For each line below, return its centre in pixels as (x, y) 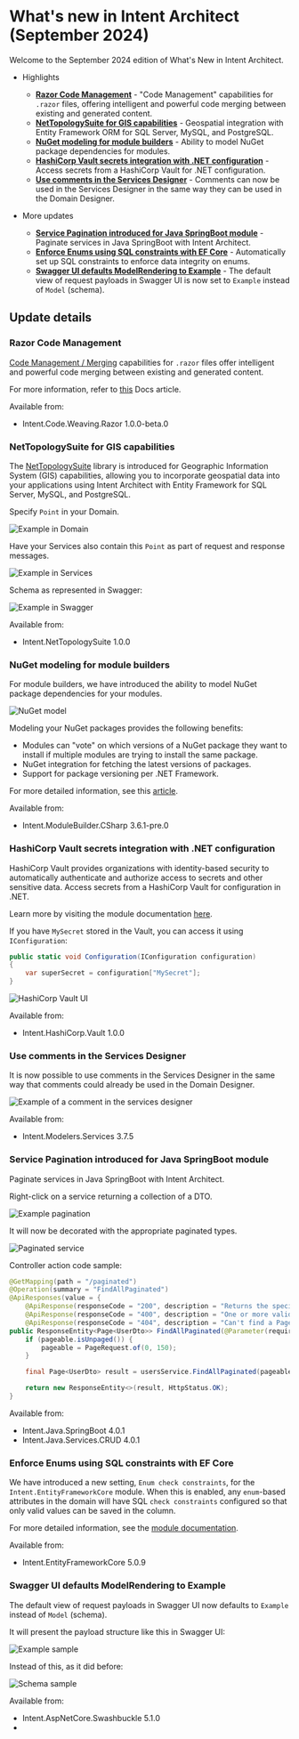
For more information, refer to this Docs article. (95, 389)
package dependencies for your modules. (86, 694)
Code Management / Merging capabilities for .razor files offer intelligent (142, 362)
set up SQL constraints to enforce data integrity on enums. (143, 261)
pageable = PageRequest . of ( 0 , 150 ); (109, 1347)
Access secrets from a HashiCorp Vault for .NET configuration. (150, 170)
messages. (29, 555)
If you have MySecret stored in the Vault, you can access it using (126, 931)
